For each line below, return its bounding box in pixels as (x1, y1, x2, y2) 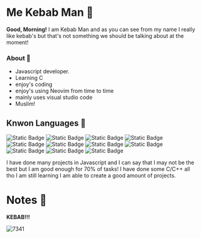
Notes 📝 (6, 193, 47, 207)
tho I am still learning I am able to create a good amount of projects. (6, 172, 176, 179)
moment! (6, 38, 29, 46)
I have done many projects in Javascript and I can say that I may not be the (6, 159, 195, 167)
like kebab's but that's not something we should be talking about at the (6, 32, 184, 39)
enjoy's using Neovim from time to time (15, 87, 114, 95)
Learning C (15, 74, 44, 82)
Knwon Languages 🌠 (6, 118, 86, 128)
